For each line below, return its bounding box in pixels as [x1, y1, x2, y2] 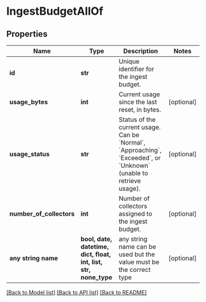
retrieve [118, 176, 141, 185]
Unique [118, 57, 140, 66]
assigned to [118, 210, 153, 218]
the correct [118, 265, 151, 274]
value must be [118, 258, 159, 266]
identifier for [118, 65, 154, 73]
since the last [118, 98, 158, 106]
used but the [118, 250, 155, 259]
